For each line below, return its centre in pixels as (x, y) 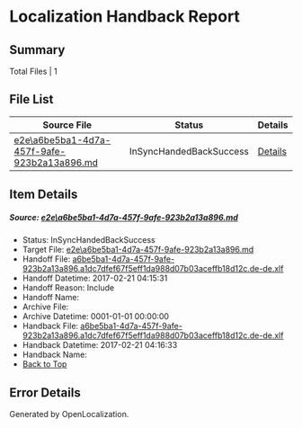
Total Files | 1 (33, 71)
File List (31, 99)
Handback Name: (54, 355)
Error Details (45, 392)
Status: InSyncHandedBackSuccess (89, 240)
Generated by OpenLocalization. (69, 414)
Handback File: (50, 326)
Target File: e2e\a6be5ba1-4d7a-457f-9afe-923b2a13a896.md (138, 250)
